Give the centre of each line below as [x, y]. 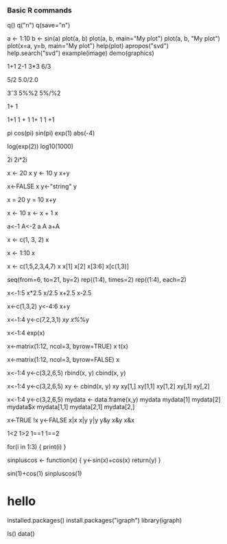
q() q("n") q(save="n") [39, 25]
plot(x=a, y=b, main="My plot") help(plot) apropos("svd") [88, 46]
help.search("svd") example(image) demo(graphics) [81, 53]
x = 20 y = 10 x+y [32, 200]
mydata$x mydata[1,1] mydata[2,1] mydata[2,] [71, 407]
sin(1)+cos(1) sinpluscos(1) [45, 474]
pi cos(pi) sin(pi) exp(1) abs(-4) [51, 133]
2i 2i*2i [17, 160]
